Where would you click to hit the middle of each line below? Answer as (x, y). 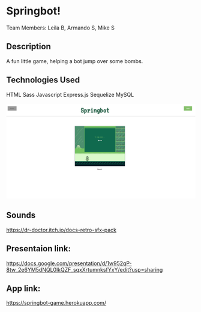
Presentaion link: (38, 249)
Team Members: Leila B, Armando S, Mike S (61, 28)
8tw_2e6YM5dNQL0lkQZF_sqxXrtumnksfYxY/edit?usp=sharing (85, 269)
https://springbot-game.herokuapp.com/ (56, 303)
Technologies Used (43, 80)
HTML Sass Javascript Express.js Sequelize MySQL (70, 94)
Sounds (21, 216)
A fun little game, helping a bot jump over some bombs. (75, 61)
